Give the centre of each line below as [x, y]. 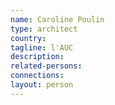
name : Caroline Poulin [57, 19]
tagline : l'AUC [42, 47]
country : [28, 38]
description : [37, 57]
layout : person [42, 85]
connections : [37, 76]
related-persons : [46, 66]
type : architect [44, 29]
